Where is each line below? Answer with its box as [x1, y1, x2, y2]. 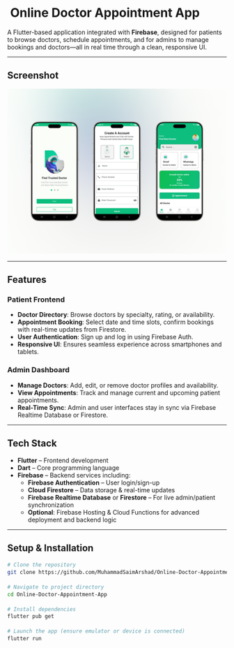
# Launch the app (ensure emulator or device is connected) [7, 628, 186, 635]
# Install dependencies [7, 605, 77, 612]
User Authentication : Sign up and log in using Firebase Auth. [17, 333, 194, 341]
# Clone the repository [7, 561, 77, 568]
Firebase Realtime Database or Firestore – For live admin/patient [27, 493, 216, 501]
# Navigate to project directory [7, 583, 104, 591]
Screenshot [7, 70, 59, 82]
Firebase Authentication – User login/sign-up [27, 478, 160, 487]
